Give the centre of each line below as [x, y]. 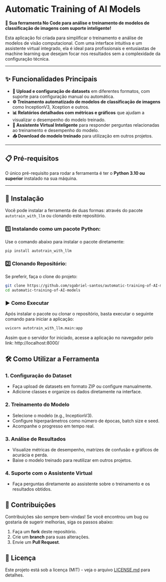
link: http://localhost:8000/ [32, 343]
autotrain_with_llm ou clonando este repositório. [56, 216]
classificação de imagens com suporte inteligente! [58, 28]
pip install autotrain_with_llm [38, 251]
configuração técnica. [27, 59]
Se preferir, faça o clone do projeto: [41, 276]
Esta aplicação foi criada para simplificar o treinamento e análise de [74, 38]
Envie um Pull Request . [36, 542]
